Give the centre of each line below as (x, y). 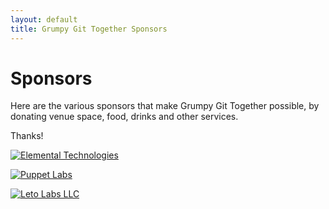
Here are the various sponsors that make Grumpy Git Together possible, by (165, 106)
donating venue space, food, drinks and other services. (124, 117)
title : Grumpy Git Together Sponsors (89, 29)
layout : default (44, 19)
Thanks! (27, 136)
